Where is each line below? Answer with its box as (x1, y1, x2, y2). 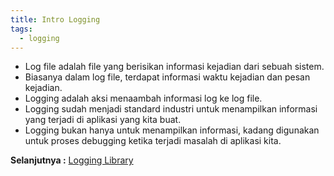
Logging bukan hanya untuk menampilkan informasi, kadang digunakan (24, 124, 320, 136)
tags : (10, 24, 33, 34)
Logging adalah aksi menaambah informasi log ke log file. (24, 92, 263, 105)
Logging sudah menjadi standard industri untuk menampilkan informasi (24, 103, 318, 115)
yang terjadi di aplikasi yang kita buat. (24, 114, 182, 126)
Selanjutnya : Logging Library (10, 154, 134, 166)
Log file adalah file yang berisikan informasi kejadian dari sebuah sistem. (24, 61, 325, 73)
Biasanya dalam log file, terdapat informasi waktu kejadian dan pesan (24, 71, 311, 83)
